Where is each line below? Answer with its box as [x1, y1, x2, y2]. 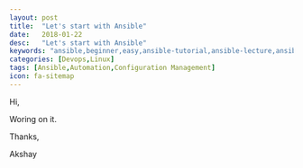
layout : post [9, 13, 59, 22]
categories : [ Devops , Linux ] [9, 55, 115, 64]
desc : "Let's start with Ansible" [9, 38, 147, 48]
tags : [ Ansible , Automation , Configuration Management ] [9, 64, 216, 73]
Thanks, [9, 131, 40, 142]
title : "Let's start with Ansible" [9, 22, 147, 31]
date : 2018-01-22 [9, 30, 83, 39]
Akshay [9, 148, 38, 159]
